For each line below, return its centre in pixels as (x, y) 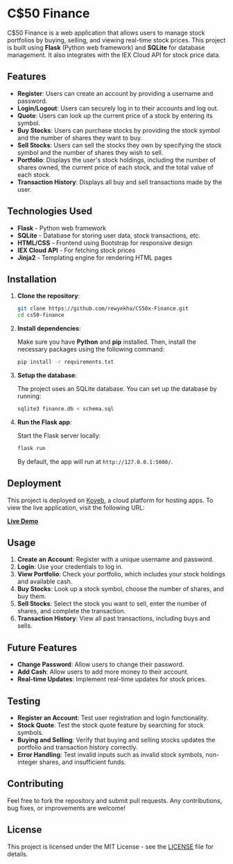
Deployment (34, 484)
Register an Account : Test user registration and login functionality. (113, 718)
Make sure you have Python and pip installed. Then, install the (106, 342)
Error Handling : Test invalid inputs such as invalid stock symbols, (111, 755)
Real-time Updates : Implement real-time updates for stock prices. (112, 679)
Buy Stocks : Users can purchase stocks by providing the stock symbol (119, 130)
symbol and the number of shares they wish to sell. (90, 152)
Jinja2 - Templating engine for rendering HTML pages (95, 257)
